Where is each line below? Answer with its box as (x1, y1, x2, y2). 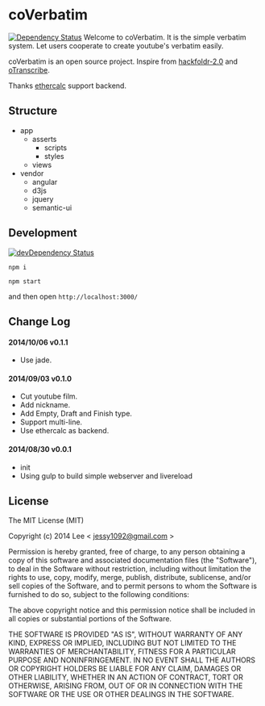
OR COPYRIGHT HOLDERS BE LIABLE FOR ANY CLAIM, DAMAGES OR (8, 664, 242, 674)
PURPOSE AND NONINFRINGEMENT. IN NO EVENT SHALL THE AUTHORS (8, 655, 256, 665)
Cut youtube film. (19, 391, 78, 401)
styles (43, 151, 64, 161)
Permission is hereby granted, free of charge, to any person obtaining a (8, 547, 246, 557)
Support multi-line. (19, 417, 83, 427)
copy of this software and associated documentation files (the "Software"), (8, 555, 258, 566)
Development (8, 226, 78, 240)
